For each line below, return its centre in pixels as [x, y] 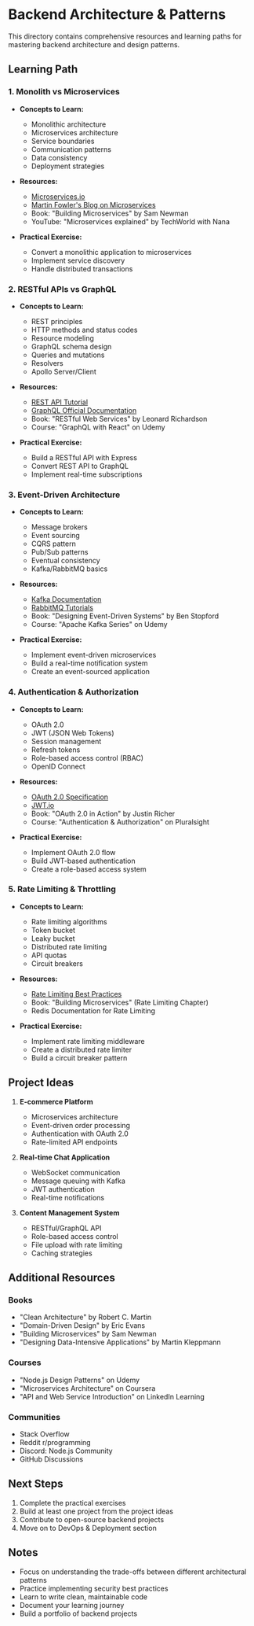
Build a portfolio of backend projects [78, 1613]
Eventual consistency [65, 561]
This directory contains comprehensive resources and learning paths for [125, 36]
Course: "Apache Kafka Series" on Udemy [99, 625]
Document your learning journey [72, 1605]
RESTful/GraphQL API [66, 1228]
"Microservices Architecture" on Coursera [87, 1388]
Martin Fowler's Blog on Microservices [93, 205]
